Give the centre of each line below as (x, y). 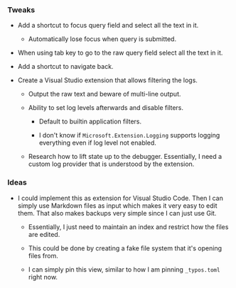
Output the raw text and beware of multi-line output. (104, 94)
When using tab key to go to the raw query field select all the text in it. (120, 53)
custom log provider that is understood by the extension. (111, 164)
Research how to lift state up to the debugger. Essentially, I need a (125, 157)
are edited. (44, 234)
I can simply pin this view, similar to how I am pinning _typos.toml (124, 269)
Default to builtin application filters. (90, 121)
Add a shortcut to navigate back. (65, 67)
